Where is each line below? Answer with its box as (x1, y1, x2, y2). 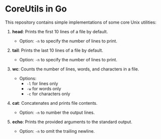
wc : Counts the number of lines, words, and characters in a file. (12, 66, 139, 72)
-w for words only (26, 85, 62, 91)
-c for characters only (26, 91, 70, 97)
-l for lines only (26, 81, 58, 86)
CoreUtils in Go (5, 3, 67, 14)
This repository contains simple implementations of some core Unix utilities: (5, 19, 157, 25)
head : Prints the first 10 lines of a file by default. (12, 28, 108, 34)
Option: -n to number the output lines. (19, 110, 95, 115)
